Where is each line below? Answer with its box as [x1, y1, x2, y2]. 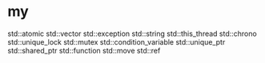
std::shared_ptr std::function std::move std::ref [7, 45, 161, 55]
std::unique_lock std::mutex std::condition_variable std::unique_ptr [7, 37, 226, 46]
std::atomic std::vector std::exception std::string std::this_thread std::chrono [7, 29, 257, 38]
